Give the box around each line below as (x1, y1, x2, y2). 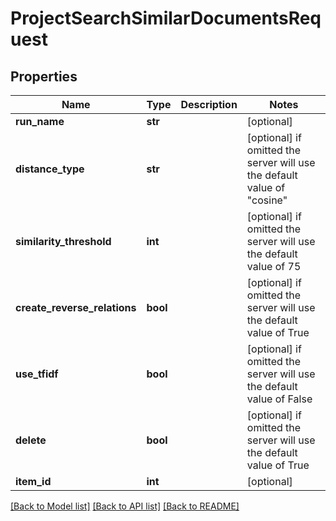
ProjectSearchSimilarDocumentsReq (10, 7, 322, 30)
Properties (10, 68, 78, 85)
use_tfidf (15, 367, 59, 381)
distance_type (15, 162, 85, 176)
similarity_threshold (15, 235, 112, 248)
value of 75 (246, 260, 302, 273)
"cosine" (246, 193, 288, 207)
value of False (246, 392, 313, 406)
